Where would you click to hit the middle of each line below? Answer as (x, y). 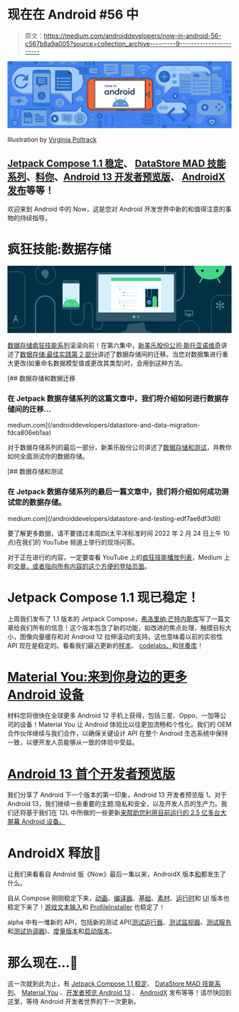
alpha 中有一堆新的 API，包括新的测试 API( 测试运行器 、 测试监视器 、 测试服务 (119, 922)
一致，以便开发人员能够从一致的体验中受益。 (73, 743)
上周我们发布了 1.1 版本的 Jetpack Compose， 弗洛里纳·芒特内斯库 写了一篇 (116, 619)
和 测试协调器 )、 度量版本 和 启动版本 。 (62, 931)
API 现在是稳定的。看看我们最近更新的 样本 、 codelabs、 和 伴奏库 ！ (106, 645)
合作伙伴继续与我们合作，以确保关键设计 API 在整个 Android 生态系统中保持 (118, 733)
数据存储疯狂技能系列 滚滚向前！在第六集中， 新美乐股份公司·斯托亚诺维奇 (115, 345)
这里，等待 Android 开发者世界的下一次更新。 (74, 1001)
